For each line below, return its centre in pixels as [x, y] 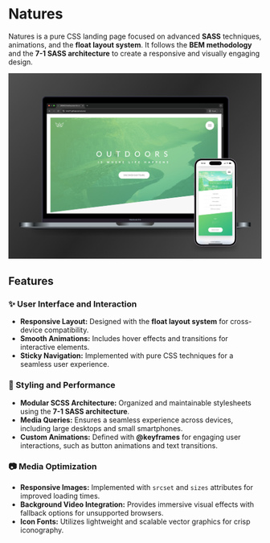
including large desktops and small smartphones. [101, 428]
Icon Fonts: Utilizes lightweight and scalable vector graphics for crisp [135, 521]
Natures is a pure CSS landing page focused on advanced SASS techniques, [135, 36]
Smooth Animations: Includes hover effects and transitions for [124, 339]
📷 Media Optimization [53, 467]
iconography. [42, 530]
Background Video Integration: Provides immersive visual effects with [137, 504]
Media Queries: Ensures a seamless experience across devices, [127, 420]
